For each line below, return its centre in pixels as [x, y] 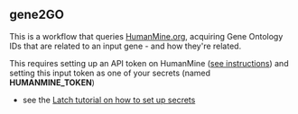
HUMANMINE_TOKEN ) [52, 82]
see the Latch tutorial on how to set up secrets [109, 100]
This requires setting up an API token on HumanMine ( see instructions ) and [149, 63]
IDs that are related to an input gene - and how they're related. [126, 46]
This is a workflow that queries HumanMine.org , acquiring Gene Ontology [146, 36]
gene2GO [37, 15]
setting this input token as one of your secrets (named [110, 73]
